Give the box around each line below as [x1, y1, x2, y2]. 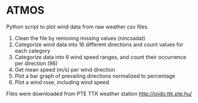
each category [14, 47, 51, 54]
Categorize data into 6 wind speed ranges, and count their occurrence [14, 53, 187, 60]
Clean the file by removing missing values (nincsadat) [14, 34, 146, 41]
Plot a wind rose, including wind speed [14, 78, 109, 86]
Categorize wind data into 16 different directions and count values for [14, 41, 184, 48]
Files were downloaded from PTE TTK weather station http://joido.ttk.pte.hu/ [6, 90, 192, 97]
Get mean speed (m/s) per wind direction [14, 66, 115, 73]
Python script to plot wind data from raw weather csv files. [6, 23, 149, 30]
